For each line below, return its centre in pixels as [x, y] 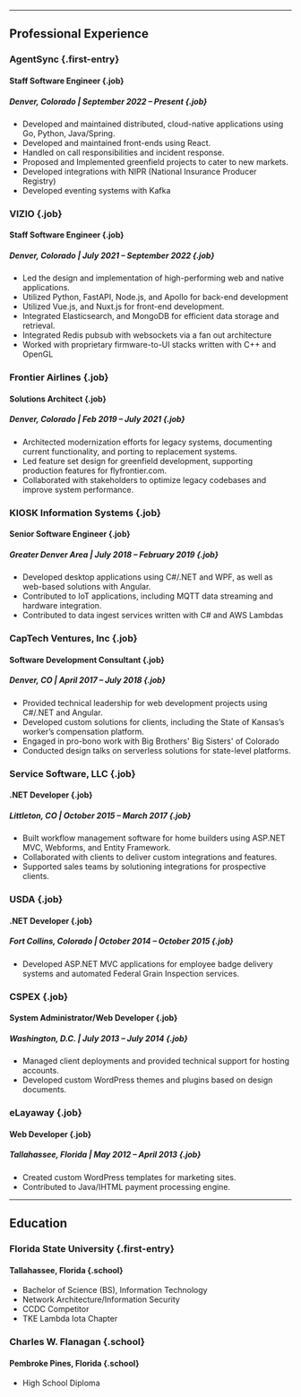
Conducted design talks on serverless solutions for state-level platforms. [156, 750]
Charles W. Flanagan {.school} [77, 1342]
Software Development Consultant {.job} [87, 660]
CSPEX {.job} [39, 996]
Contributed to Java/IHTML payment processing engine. [126, 1186]
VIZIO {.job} [36, 213]
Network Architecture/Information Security [101, 1299]
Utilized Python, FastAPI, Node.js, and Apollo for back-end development [155, 298]
